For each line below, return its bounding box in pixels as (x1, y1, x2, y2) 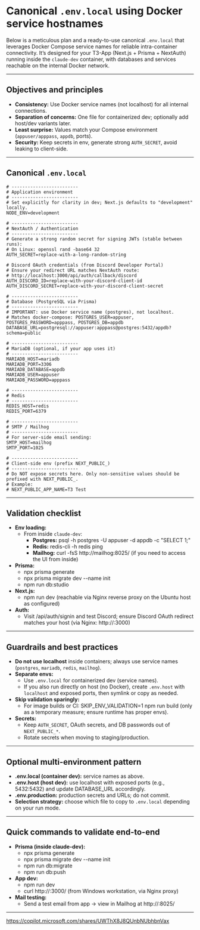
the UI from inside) (32, 556, 79, 563)
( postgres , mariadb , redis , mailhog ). (14, 664, 102, 672)
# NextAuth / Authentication (6, 225, 79, 231)
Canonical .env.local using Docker (6, 4, 183, 18)
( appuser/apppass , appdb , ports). (14, 132, 93, 140)
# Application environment (6, 189, 73, 195)
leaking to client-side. (14, 145, 68, 152)
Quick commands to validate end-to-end (6, 827, 160, 838)
